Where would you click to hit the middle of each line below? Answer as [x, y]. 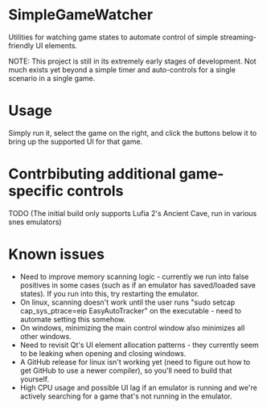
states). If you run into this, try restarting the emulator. [109, 293]
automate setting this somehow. [73, 319]
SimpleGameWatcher [81, 15]
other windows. [46, 336]
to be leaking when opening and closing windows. [103, 353]
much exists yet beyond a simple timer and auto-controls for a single [122, 69]
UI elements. [57, 45]
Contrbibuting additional [92, 174]
